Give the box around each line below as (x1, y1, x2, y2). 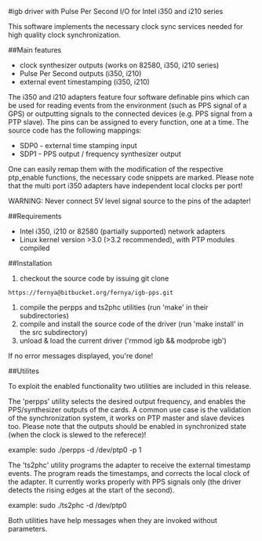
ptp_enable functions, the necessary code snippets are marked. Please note (8, 172, 254, 182)
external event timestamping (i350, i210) (19, 78, 151, 86)
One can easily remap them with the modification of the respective (8, 165, 224, 173)
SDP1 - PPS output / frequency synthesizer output (19, 149, 182, 158)
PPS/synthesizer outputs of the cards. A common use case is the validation (8, 405, 252, 414)
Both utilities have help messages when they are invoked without (8, 516, 218, 525)
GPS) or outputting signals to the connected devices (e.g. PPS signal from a (8, 109, 253, 118)
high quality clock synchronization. (8, 31, 122, 39)
